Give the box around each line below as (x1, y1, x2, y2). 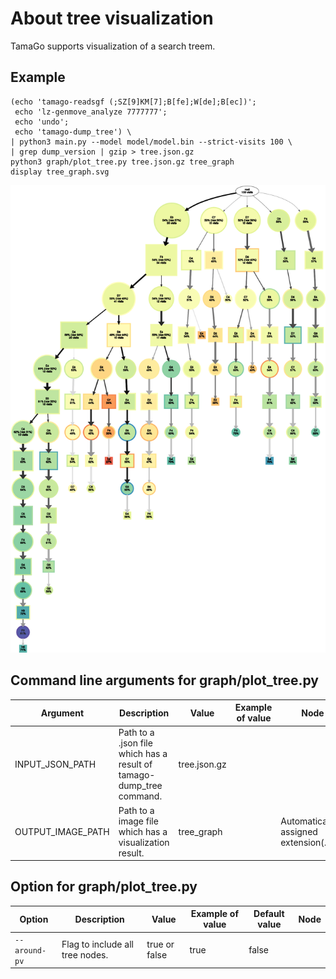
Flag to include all (61, 938, 134, 951)
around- (14, 945, 47, 956)
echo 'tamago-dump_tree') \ (14, 127, 132, 137)
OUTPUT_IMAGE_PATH (14, 825, 110, 837)
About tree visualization (10, 7, 214, 30)
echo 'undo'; (14, 117, 70, 127)
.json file (118, 737, 153, 749)
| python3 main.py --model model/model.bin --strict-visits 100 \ (10, 137, 293, 147)
